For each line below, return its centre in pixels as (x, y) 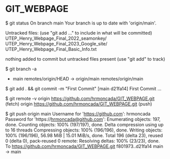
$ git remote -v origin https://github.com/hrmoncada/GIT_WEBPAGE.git (80, 98)
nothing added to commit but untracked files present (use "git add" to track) (85, 59)
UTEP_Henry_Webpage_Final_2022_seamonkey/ (56, 38)
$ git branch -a (21, 69)
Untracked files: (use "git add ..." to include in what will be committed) (79, 33)
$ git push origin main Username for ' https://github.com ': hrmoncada (78, 114)
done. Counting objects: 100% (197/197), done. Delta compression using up (84, 124)
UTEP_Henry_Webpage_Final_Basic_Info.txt (51, 49)
